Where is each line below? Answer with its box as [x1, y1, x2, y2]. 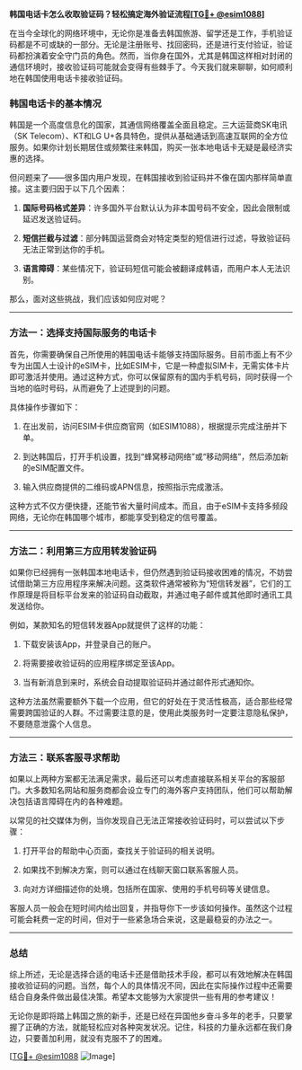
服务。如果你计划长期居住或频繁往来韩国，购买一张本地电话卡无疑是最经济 [9, 142, 285, 153]
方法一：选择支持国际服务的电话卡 [9, 327, 157, 340]
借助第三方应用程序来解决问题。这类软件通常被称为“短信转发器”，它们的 [16, 578, 285, 588]
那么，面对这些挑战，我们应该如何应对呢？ [9, 294, 167, 305]
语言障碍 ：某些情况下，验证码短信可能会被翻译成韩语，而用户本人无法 [22, 263, 283, 274]
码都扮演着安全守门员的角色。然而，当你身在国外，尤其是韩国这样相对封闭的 [9, 50, 293, 61]
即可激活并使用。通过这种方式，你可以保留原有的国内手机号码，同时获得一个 [9, 371, 293, 382]
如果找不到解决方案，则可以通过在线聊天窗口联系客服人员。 [22, 864, 244, 875]
